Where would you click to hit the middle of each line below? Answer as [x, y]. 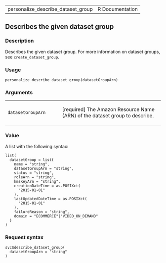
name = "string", [32, 164]
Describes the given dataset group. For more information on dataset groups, [83, 52]
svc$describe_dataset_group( [35, 247]
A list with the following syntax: [37, 146]
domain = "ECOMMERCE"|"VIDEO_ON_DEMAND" [56, 216]
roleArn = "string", [35, 177]
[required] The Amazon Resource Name [108, 109]
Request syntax [24, 237]
